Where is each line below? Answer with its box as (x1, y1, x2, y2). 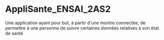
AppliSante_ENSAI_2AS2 (5, 3, 111, 15)
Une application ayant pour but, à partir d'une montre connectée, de (5, 20, 146, 26)
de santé (5, 30, 23, 36)
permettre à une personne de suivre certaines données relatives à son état (5, 25, 159, 31)
